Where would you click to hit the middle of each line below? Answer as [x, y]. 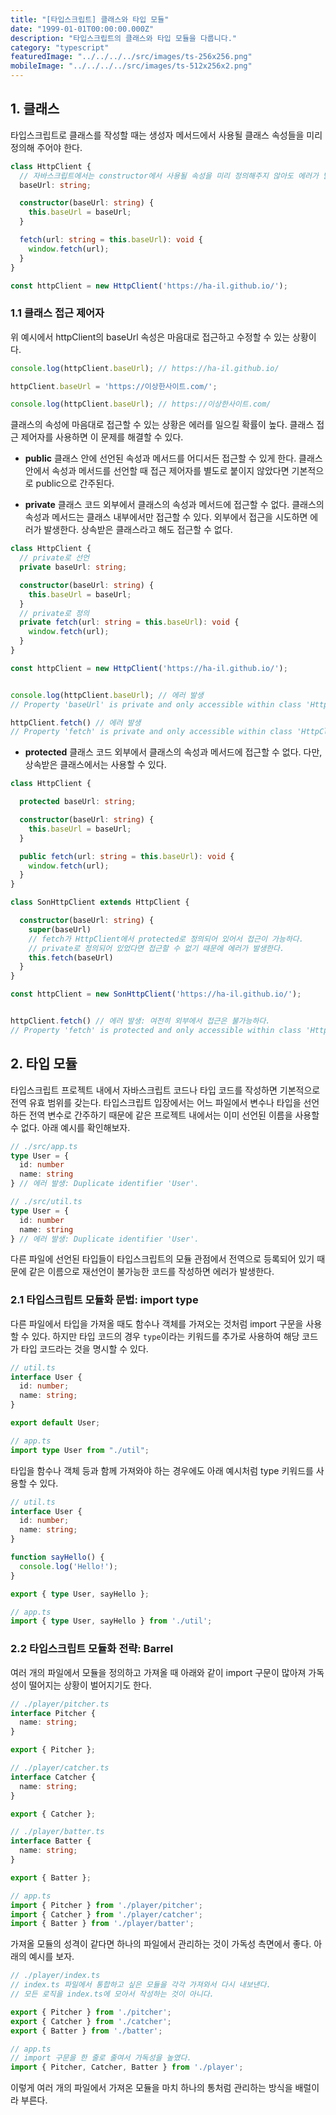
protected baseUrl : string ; [78, 802]
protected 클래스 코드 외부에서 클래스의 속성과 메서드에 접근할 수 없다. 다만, [173, 752]
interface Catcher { [53, 1777]
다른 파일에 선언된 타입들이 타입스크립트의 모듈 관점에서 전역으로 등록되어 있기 [162, 1259]
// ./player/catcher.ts [60, 1768]
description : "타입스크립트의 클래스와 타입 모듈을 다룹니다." [123, 38]
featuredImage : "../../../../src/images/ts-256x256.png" [131, 57]
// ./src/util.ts [46, 1202]
